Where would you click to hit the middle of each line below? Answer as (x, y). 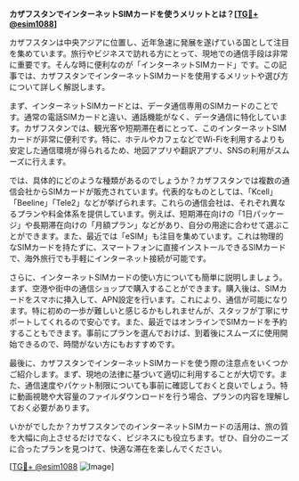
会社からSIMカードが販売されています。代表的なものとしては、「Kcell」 (147, 192)
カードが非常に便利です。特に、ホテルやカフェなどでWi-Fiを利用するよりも (147, 139)
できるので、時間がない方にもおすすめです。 (98, 344)
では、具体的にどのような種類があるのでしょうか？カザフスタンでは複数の (145, 180)
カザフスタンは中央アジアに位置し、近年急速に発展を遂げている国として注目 (149, 42)
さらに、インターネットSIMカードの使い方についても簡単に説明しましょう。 (148, 277)
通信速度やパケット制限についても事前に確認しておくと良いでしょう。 (152, 385)
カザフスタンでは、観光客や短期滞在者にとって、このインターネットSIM (155, 128)
